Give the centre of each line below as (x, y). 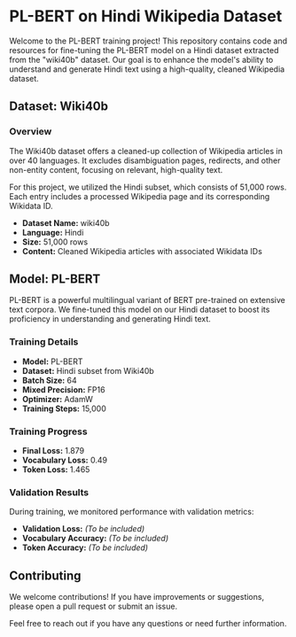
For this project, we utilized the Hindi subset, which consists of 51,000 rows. (148, 187)
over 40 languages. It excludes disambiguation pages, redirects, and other (145, 160)
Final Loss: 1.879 (53, 451)
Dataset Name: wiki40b (66, 222)
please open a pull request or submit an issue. (93, 606)
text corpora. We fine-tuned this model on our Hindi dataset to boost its (140, 310)
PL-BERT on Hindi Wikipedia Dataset (146, 16)
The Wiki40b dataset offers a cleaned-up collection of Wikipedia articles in (146, 151)
